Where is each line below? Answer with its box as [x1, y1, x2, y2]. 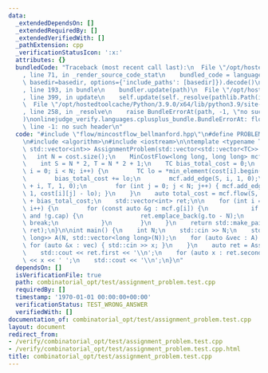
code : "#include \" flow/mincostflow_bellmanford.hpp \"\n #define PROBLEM [15, 130, 262, 138]
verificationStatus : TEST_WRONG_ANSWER [15, 300, 148, 308]
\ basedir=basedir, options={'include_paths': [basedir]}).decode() [22, 78, 255, 86]
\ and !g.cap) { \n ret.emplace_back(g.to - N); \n [22, 212, 245, 220]
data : [8, 11, 26, 20]
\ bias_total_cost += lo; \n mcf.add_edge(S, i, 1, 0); [22, 175, 259, 183]
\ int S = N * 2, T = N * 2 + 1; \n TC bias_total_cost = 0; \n [22, 160, 255, 168]
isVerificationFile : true [15, 271, 102, 279]
